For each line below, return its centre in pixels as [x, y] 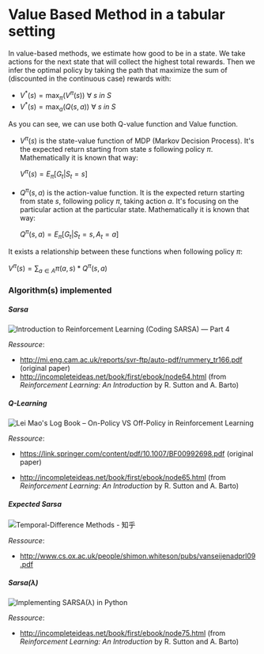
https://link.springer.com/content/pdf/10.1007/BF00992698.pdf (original [136, 454]
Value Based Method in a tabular [117, 15]
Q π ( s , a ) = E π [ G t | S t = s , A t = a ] [69, 234]
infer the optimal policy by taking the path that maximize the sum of [118, 70]
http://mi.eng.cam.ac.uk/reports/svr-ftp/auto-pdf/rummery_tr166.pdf [131, 360]
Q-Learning [28, 403]
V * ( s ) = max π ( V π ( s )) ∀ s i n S [66, 95]
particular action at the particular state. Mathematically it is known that [134, 209]
